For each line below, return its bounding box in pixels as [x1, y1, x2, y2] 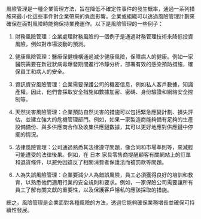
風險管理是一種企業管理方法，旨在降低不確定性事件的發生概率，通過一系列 [6, 5, 190, 12]
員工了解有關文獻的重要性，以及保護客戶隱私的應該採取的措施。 [14, 186, 172, 193]
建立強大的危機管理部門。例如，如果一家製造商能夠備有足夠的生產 [31, 116, 193, 123]
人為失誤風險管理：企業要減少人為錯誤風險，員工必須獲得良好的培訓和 [14, 171, 188, 178]
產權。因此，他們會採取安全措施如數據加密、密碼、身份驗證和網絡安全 [14, 89, 188, 95]
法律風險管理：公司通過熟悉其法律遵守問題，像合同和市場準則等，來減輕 [14, 144, 193, 151]
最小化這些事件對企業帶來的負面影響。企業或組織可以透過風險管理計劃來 [16, 13, 195, 20]
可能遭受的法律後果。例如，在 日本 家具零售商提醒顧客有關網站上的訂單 [14, 151, 191, 158]
